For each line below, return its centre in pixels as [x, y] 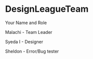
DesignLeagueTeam [47, 9]
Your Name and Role [26, 23]
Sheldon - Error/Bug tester [32, 51]
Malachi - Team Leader [29, 32]
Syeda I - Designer [24, 42]
